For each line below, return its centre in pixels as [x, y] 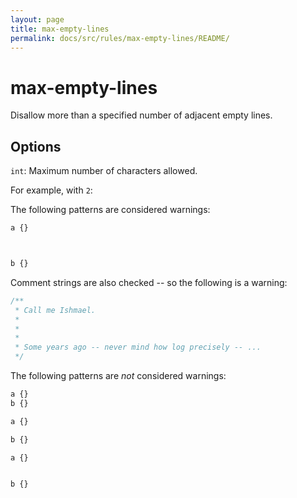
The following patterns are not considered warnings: [118, 375]
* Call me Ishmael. [55, 310]
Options [36, 146]
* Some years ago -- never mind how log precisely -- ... [138, 347]
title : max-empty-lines [60, 29]
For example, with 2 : [51, 190]
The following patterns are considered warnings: [110, 210]
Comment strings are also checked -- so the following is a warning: [149, 282]
